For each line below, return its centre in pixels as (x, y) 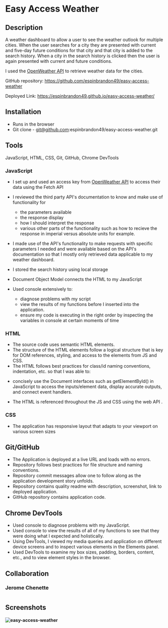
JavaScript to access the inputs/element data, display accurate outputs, (87, 387)
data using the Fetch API (38, 187)
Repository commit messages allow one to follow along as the (77, 476)
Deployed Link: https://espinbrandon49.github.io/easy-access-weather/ (80, 96)
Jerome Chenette (27, 588)
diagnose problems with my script (55, 299)
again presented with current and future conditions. (59, 61)
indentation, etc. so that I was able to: (51, 371)
